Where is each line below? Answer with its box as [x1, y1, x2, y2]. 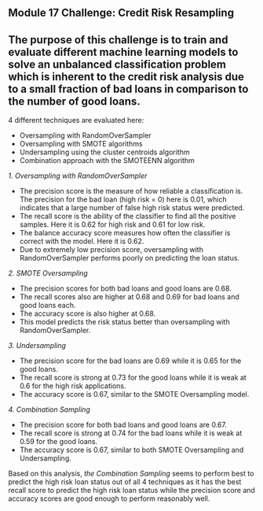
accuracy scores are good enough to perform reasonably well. [8, 494, 210, 503]
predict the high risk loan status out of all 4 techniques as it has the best [8, 477, 242, 487]
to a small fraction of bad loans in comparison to [8, 82, 249, 95]
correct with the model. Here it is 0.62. [19, 236, 144, 246]
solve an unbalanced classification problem [8, 57, 226, 71]
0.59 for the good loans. [19, 437, 98, 446]
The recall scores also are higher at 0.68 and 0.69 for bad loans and [19, 292, 239, 302]
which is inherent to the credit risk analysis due [8, 70, 245, 83]
